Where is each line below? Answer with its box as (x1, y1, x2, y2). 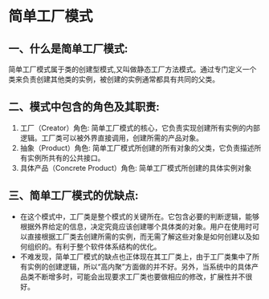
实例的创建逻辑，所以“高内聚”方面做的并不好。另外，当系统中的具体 (26, 261, 252, 271)
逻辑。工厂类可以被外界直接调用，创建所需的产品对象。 (19, 133, 203, 143)
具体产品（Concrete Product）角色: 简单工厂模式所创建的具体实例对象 (19, 163, 252, 172)
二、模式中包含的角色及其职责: (8, 100, 161, 114)
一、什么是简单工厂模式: (8, 42, 128, 55)
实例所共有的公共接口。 (26, 153, 105, 163)
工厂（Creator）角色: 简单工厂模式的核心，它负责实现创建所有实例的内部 (19, 123, 261, 132)
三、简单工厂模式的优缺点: (8, 189, 139, 203)
